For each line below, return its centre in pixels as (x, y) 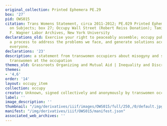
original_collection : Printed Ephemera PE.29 (53, 10)
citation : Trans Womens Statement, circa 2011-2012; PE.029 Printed (78, 24)
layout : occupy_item (27, 83)
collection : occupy (25, 88)
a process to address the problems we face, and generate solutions (82, 42)
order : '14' (17, 79)
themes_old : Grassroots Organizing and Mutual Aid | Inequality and (78, 65)
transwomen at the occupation (41, 61)
